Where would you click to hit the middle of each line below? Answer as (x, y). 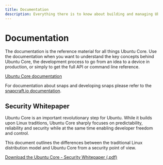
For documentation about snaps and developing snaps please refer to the (78, 86)
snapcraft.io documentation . (33, 91)
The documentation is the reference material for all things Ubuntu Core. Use (81, 51)
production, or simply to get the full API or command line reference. (72, 67)
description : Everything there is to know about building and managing (79, 14)
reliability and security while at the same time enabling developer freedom (79, 128)
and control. (17, 133)
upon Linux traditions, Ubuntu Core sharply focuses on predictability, (74, 123)
